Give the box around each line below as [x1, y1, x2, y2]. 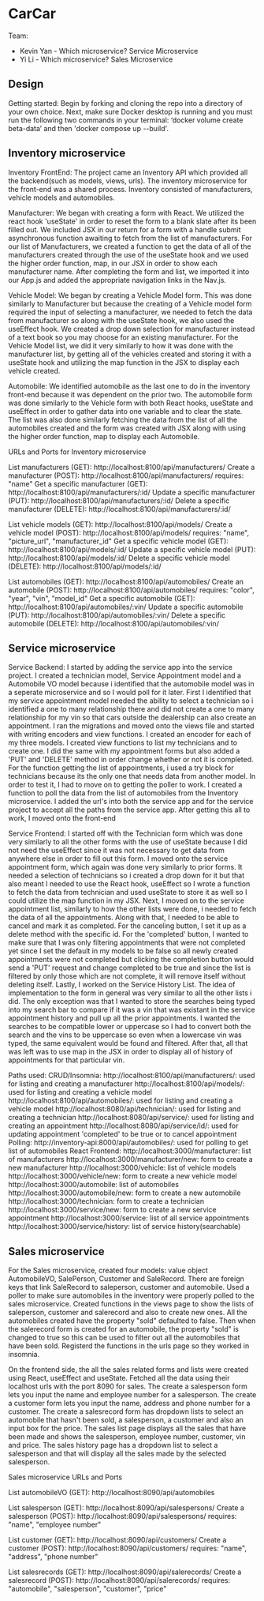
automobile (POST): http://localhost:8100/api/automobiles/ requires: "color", [8, 585, 255, 595]
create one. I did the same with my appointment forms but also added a [8, 746, 240, 756]
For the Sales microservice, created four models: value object [8, 1265, 209, 1276]
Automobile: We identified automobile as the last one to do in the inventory [8, 381, 251, 391]
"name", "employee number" [8, 1520, 102, 1529]
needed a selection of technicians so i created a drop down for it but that [8, 870, 245, 881]
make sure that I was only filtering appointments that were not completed [8, 938, 246, 948]
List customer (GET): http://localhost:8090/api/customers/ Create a [8, 1535, 227, 1545]
